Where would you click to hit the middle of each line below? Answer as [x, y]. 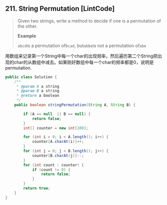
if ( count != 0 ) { [51, 170]
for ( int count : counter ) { [54, 165]
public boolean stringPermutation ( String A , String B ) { [75, 105]
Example [27, 36]
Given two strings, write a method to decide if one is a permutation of [89, 21]
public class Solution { [31, 77]
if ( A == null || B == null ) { [57, 114]
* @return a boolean [38, 96]
